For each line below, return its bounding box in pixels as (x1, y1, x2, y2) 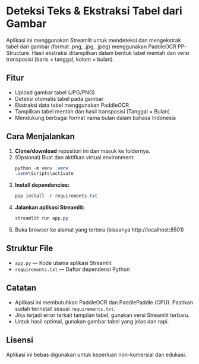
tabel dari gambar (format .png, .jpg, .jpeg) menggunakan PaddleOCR (6, 43, 176, 50)
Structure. (6, 49, 31, 56)
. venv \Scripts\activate (14, 171, 74, 177)
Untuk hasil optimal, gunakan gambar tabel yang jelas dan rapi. (14, 317, 169, 325)
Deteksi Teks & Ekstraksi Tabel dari (6, 4, 182, 18)
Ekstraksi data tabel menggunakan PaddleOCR (14, 101, 129, 109)
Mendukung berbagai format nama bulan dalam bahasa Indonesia (14, 114, 176, 121)
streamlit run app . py (14, 215, 68, 221)
